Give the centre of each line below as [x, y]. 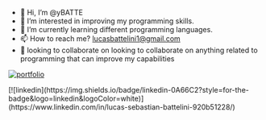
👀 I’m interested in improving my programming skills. [107, 21]
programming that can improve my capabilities [97, 59]
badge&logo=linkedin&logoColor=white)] [76, 98]
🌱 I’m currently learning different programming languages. [116, 29]
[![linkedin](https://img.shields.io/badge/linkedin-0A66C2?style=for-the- [129, 90]
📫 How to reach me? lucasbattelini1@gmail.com [100, 39]
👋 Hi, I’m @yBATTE [51, 12]
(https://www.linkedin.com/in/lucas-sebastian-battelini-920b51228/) [122, 107]
